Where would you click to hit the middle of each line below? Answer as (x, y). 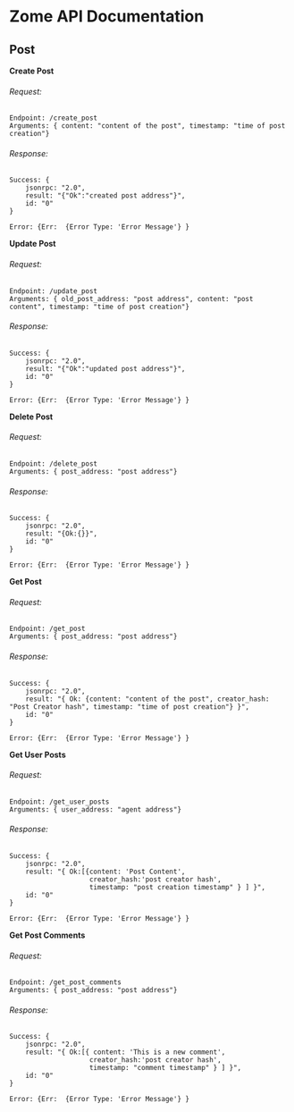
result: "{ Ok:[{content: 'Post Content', (105, 872)
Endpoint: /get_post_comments (66, 982)
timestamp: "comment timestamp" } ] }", (165, 1068)
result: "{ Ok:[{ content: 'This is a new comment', (126, 1052)
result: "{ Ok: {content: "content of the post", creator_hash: (147, 699)
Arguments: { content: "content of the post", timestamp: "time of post (147, 126)
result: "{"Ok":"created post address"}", (105, 196)
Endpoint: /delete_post (54, 464)
